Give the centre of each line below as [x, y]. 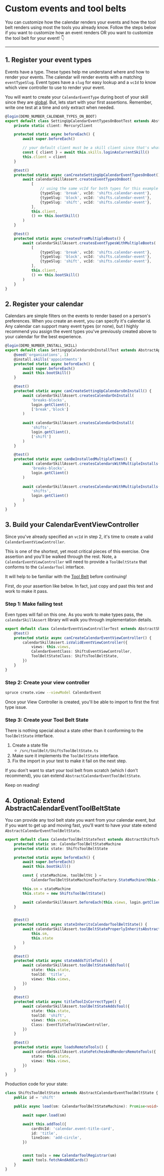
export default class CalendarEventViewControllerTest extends [71, 629]
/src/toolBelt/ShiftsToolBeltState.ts [59, 751]
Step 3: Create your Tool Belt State [47, 720]
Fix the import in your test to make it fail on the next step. [69, 761]
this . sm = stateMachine [47, 889]
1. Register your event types [48, 60]
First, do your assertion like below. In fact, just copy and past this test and [79, 586]
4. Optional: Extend [35, 801]
